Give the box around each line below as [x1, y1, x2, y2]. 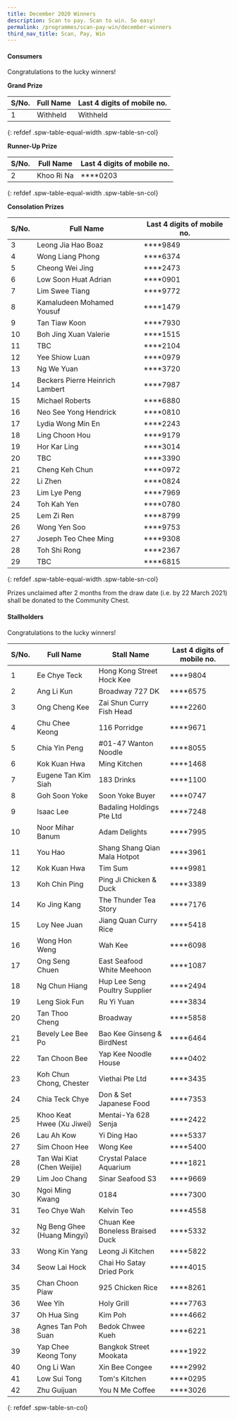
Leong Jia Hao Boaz [37, 240, 104, 250]
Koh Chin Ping [37, 879, 84, 889]
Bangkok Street [98, 1342, 150, 1352]
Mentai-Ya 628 [98, 1110, 150, 1120]
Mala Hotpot [98, 851, 140, 861]
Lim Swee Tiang [37, 286, 90, 296]
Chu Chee [37, 718, 71, 728]
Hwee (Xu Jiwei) [37, 1119, 92, 1129]
